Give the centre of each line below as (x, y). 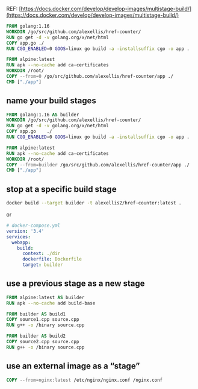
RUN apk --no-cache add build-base (51, 303)
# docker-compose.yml (33, 226)
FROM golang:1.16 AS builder (43, 115)
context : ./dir (41, 254)
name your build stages (51, 101)
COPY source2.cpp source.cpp (43, 342)
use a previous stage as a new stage (76, 284)
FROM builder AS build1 (36, 314)
